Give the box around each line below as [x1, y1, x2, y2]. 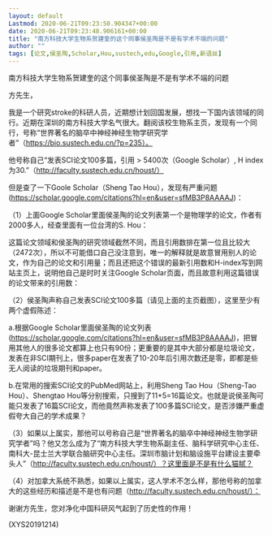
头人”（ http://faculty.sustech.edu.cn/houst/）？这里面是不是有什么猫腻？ [8, 459, 253, 468]
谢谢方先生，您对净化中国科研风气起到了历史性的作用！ [8, 504, 193, 512]
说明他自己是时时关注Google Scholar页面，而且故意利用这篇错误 [43, 268, 260, 277]
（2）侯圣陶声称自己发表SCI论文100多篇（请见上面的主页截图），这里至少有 [8, 296, 261, 305]
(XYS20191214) [8, 520, 59, 529]
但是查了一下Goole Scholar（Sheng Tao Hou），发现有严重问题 [8, 183, 218, 192]
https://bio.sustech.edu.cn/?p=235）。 [25, 138, 153, 147]
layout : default [8, 11, 63, 20]
